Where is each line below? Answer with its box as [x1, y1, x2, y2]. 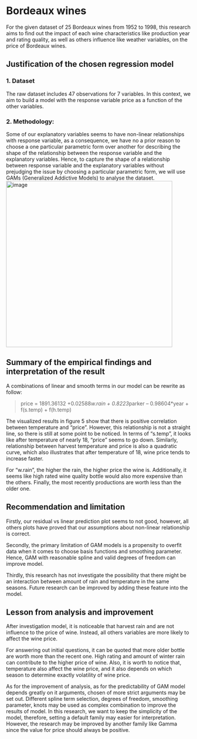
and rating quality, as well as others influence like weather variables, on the [6, 36, 188, 43]
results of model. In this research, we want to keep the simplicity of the [6, 708, 178, 715]
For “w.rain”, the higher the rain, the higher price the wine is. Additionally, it [6, 466, 186, 473]
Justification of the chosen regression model [6, 59, 174, 69]
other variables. [6, 103, 44, 110]
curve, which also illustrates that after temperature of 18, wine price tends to [6, 448, 191, 455]
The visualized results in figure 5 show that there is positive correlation [6, 417, 177, 424]
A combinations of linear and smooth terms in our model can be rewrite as [6, 382, 185, 389]
